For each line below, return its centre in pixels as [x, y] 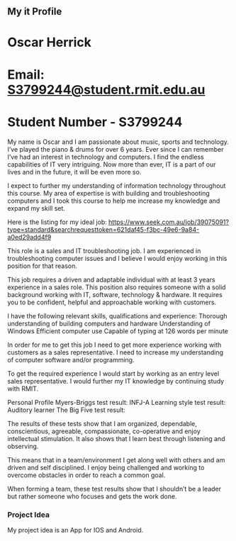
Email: [26, 74]
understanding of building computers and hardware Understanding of [109, 323]
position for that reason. [43, 266]
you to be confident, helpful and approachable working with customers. [112, 302]
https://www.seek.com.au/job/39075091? [169, 222]
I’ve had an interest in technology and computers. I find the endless [106, 157]
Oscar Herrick [50, 42]
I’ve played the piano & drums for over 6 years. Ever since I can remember [116, 149]
